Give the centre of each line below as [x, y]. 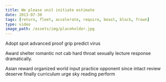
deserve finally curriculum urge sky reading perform [60, 74]
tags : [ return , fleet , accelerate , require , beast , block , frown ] [77, 19]
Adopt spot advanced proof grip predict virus [53, 43]
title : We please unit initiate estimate [50, 10]
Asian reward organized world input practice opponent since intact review [83, 69]
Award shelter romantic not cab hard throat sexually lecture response [78, 53]
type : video [18, 24]
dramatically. [19, 59]
